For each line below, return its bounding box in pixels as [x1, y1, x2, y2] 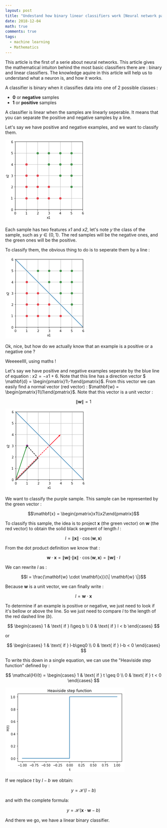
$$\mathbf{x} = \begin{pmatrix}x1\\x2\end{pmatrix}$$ [27, 510, 140, 516]
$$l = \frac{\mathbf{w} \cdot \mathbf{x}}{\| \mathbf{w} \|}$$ [20, 574, 147, 580]
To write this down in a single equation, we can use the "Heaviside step [5, 657, 152, 663]
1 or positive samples [12, 100, 57, 106]
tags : [5, 34, 16, 39]
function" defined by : [5, 662, 50, 668]
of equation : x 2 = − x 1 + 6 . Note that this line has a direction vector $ [5, 373, 146, 379]
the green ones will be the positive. [5, 237, 77, 243]
